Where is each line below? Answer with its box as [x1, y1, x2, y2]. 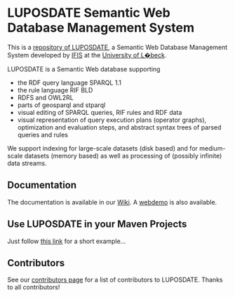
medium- [199, 144, 226, 152]
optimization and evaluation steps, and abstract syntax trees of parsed [17, 123, 222, 131]
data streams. [7, 159, 47, 167]
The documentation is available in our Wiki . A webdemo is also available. [7, 198, 217, 206]
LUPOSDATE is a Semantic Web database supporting [7, 64, 161, 73]
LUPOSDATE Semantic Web [7, 5, 170, 21]
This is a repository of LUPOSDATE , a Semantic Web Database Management [7, 43, 228, 51]
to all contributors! [7, 283, 60, 291]
